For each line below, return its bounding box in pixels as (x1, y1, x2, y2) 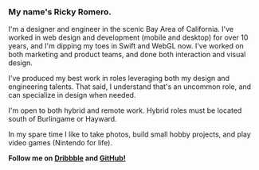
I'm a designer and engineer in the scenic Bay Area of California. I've (8, 25, 233, 34)
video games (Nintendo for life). (8, 138, 113, 148)
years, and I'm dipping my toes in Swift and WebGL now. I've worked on (8, 41, 245, 51)
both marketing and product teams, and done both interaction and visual (8, 50, 246, 60)
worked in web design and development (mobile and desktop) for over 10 (8, 33, 249, 42)
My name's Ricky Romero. (8, 6, 112, 17)
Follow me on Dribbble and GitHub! (8, 153, 126, 163)
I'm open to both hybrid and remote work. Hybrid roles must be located (8, 106, 242, 115)
